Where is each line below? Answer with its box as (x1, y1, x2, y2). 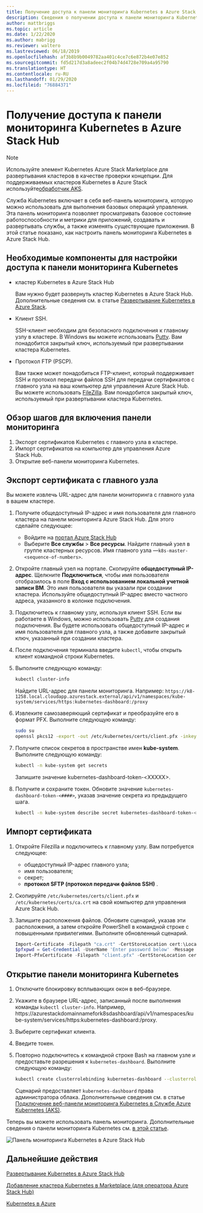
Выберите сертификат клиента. (14, 1028, 97, 1035)
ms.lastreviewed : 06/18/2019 (6, 48, 80, 55)
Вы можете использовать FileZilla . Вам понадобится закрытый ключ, (14, 388, 193, 396)
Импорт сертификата (6, 826, 92, 837)
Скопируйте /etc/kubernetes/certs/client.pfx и (14, 892, 139, 899)
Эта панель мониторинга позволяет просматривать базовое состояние (6, 210, 192, 217)
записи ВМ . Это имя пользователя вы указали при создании (14, 584, 172, 591)
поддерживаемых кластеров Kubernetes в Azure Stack (6, 178, 147, 185)
